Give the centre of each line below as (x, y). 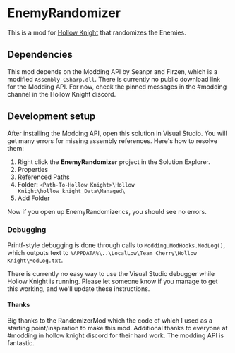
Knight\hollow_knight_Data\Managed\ (71, 191)
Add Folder (34, 198)
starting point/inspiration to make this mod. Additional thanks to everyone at (117, 328)
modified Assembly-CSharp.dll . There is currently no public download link (114, 79)
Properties (32, 169)
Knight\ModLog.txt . (35, 260)
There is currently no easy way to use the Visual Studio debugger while (111, 273)
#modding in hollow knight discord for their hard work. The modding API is (116, 335)
